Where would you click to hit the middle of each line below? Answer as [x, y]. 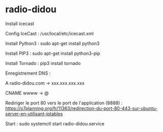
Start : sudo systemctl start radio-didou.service [55, 123]
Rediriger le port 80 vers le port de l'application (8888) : [64, 103]
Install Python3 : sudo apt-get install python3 [52, 43]
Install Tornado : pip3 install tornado [43, 63]
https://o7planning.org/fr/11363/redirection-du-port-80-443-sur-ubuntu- [81, 108]
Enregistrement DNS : [28, 73]
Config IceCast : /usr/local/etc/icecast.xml [50, 33]
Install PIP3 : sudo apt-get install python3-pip [53, 53]
